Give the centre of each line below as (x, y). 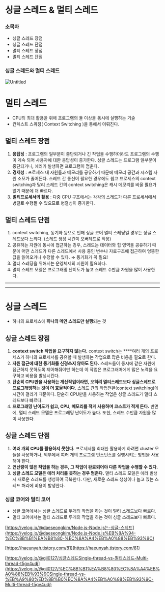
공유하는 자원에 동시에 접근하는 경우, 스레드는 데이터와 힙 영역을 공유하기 (82, 245)
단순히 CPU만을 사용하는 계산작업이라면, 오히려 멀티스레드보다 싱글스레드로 (84, 382)
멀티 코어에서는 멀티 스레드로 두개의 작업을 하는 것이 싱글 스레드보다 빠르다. (84, 517)
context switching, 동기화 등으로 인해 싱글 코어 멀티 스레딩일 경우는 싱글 (82, 233)
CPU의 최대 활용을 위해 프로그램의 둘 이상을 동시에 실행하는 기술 (74, 118)
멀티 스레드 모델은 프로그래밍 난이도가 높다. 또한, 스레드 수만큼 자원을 (85, 413)
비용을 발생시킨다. (42, 376)
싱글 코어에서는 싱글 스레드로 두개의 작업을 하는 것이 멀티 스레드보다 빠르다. (84, 511)
